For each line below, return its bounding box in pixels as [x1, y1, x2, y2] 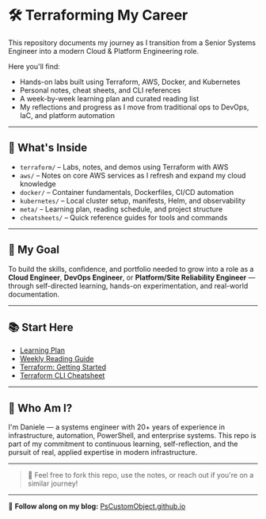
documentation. [8, 289, 60, 299]
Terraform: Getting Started [19, 362, 107, 372]
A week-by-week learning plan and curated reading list [19, 93, 199, 103]
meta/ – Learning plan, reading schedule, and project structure [19, 204, 223, 214]
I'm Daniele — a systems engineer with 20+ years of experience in [8, 422, 226, 432]
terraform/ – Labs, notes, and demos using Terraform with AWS [19, 162, 229, 171]
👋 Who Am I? [8, 401, 73, 414]
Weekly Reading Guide [19, 354, 94, 364]
